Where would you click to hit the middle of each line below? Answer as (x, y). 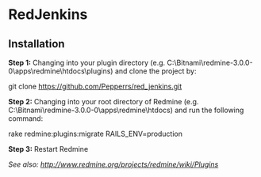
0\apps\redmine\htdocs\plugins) (61, 71)
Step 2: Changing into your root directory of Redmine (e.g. (104, 102)
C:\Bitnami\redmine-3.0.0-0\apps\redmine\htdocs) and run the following (126, 110)
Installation (36, 44)
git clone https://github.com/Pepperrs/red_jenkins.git (95, 86)
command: (26, 119)
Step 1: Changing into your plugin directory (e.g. (87, 62)
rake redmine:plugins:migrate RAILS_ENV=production (96, 134)
